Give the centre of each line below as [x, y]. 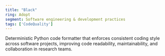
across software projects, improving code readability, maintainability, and [81, 44]
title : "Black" [21, 10]
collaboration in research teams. [39, 49]
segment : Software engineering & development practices [65, 19]
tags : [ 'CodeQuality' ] [29, 24]
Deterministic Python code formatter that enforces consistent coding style [83, 38]
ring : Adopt [18, 15]
